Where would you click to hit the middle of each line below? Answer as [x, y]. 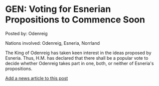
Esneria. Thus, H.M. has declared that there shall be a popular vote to [77, 58]
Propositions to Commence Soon [75, 20]
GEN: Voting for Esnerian [58, 9]
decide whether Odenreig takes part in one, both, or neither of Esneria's [79, 63]
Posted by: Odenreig [26, 33]
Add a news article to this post [37, 78]
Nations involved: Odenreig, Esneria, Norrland [53, 43]
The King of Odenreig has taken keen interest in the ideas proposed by [78, 53]
